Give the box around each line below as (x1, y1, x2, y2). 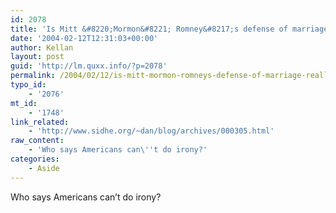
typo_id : (10, 80, 47, 90)
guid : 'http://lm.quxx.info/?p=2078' (10, 61, 168, 71)
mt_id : (10, 98, 38, 108)
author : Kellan (10, 42, 74, 53)
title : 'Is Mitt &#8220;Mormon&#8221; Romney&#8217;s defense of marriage (10, 24, 329, 34)
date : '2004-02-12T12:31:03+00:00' (10, 33, 159, 43)
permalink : (10, 71, 56, 81)
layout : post (10, 52, 65, 62)
